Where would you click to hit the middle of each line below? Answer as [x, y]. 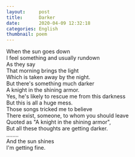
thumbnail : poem [27, 34]
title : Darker [31, 18]
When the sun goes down [38, 51]
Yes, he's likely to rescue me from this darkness [66, 97]
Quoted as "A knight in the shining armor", [59, 122]
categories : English [32, 29]
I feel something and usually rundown [53, 58]
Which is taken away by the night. [48, 77]
